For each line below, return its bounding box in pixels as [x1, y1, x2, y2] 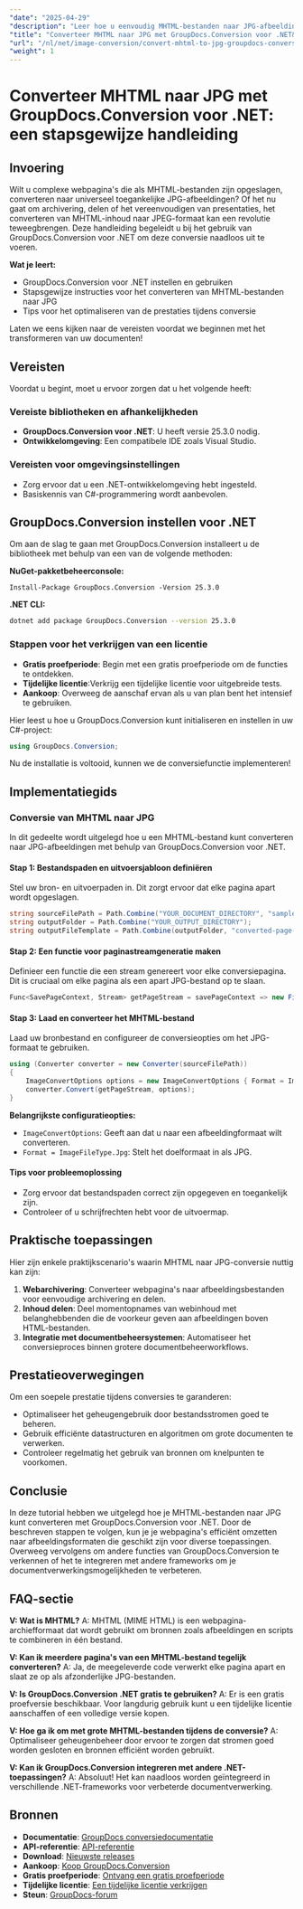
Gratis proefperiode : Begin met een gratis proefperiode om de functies [22, 658, 289, 669]
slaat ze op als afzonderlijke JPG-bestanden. [9, 1671, 176, 1682]
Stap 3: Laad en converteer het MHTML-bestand [9, 1012, 195, 1023]
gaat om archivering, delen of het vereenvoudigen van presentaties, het [9, 203, 276, 214]
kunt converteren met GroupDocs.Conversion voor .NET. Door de [9, 1517, 252, 1528]
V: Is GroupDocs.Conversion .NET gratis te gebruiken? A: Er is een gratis [9, 1688, 285, 1700]
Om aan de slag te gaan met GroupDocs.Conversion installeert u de [9, 539, 260, 550]
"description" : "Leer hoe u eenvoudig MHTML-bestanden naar [9, 22, 241, 31]
